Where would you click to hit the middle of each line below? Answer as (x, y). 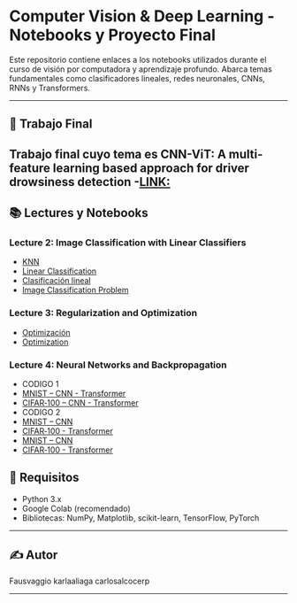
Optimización (46, 332)
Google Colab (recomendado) (76, 508)
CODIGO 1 (40, 384)
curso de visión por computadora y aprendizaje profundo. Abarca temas (141, 69)
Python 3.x (42, 499)
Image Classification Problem (75, 290)
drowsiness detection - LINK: (90, 182)
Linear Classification (59, 271)
